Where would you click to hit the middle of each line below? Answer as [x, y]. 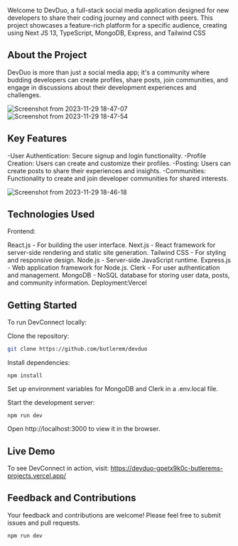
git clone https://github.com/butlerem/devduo [77, 349]
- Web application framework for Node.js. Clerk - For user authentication [114, 268]
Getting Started [42, 305]
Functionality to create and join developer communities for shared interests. [118, 178]
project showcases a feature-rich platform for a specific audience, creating [117, 25]
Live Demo [31, 451]
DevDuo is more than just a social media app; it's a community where [109, 72]
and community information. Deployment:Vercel [77, 283]
